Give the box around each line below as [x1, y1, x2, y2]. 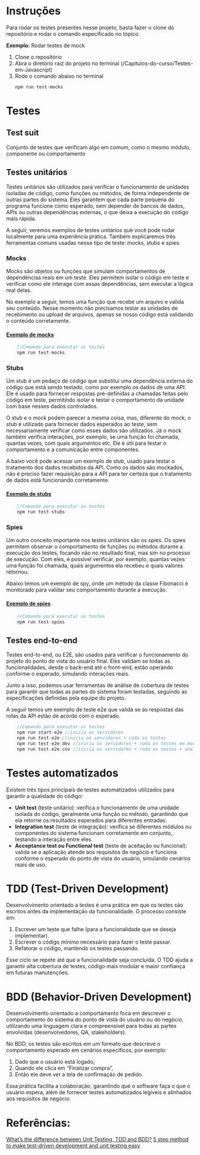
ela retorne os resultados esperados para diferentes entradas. [14, 817, 167, 824]
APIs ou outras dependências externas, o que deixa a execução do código [6, 208, 189, 215]
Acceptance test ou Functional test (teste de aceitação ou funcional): [14, 842, 187, 849]
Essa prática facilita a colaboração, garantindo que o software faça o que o [6, 1082, 190, 1090]
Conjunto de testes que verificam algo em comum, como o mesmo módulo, [6, 143, 191, 150]
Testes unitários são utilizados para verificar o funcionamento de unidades [6, 183, 189, 190]
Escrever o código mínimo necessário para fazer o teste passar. [14, 938, 171, 945]
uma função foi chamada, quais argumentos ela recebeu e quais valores [6, 562, 183, 569]
